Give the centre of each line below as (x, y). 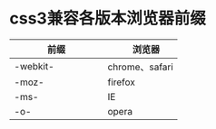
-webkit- (34, 66)
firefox (122, 82)
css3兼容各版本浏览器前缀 (108, 18)
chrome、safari (141, 67)
